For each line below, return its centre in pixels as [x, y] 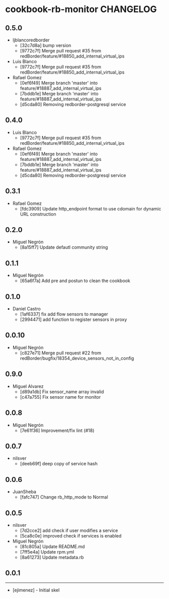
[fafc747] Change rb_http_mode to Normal [64, 497]
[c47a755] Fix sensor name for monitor [60, 397]
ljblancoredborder [31, 40]
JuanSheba [24, 492]
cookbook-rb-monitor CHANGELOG [81, 9]
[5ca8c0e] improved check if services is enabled [71, 535]
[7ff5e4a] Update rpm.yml [47, 552]
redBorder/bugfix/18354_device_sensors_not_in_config [77, 358]
